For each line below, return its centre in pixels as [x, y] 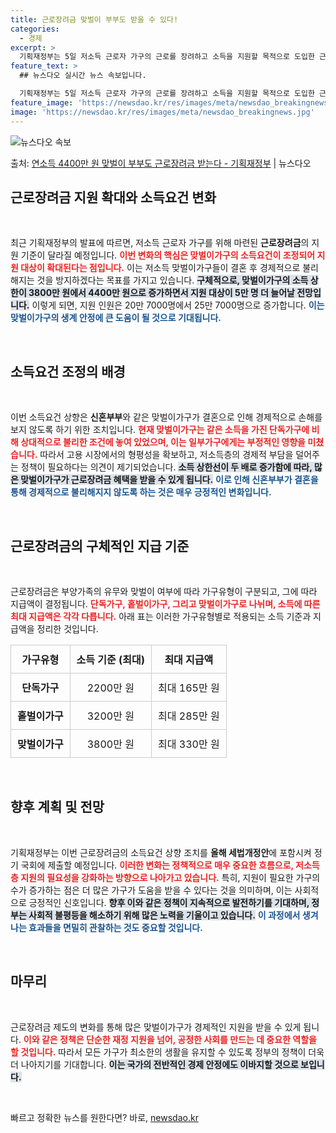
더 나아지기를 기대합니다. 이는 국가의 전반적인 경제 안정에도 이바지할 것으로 [154, 1064]
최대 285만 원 [189, 716]
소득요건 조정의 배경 [68, 371]
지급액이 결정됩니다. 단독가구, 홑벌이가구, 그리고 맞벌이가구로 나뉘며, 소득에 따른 [165, 603]
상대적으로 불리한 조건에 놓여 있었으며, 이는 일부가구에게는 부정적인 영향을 [163, 442]
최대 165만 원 [189, 688]
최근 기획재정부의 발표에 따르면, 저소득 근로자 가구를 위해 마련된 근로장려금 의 [160, 243]
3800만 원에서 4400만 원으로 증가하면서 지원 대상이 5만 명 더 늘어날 [161, 293]
